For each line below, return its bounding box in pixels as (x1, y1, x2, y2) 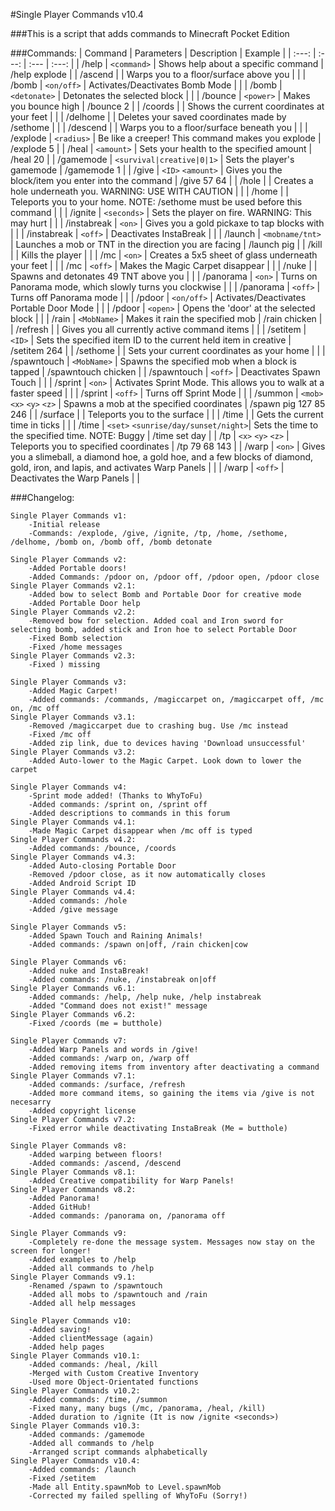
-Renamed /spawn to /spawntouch (28, 1281, 163, 1291)
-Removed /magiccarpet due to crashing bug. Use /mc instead (28, 721, 288, 731)
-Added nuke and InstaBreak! (28, 966, 150, 976)
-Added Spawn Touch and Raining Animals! (28, 931, 203, 941)
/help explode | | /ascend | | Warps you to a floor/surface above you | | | (10, 69, 307, 80)
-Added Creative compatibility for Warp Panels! (28, 1176, 235, 1186)
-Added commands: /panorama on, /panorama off (28, 1211, 226, 1221)
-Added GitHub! (28, 1202, 92, 1212)
